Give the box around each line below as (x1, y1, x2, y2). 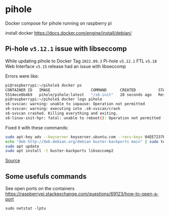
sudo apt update (5, 143, 39, 149)
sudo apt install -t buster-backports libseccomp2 (5, 149, 114, 154)
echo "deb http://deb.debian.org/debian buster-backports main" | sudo (5, 139, 158, 144)
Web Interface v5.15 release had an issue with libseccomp (5, 63, 126, 69)
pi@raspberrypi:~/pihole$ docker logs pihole (5, 97, 102, 102)
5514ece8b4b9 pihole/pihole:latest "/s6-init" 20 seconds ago (5, 92, 152, 97)
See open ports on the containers (5, 185, 75, 192)
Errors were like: (5, 73, 39, 79)
